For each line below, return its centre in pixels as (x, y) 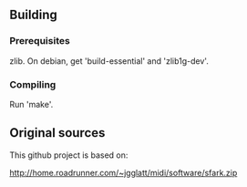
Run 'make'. (31, 104)
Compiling (33, 84)
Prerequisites (40, 41)
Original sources (57, 133)
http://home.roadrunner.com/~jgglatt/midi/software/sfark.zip (123, 172)
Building (33, 15)
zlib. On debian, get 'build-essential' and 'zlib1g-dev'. (109, 61)
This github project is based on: (69, 155)
